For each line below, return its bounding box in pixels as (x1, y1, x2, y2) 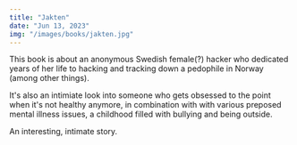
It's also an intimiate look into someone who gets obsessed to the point (9, 90, 271, 101)
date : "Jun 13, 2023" (9, 21, 90, 30)
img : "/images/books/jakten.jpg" (9, 29, 134, 38)
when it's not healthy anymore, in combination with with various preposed (9, 100, 282, 110)
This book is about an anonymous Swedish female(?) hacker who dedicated (9, 54, 289, 65)
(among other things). (9, 73, 89, 84)
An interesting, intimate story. (9, 126, 118, 137)
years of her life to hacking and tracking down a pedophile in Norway (9, 63, 264, 74)
